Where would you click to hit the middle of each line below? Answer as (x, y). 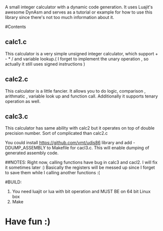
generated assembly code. (32, 153)
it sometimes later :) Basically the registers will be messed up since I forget (80, 167)
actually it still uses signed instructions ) (45, 64)
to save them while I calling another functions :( (53, 173)
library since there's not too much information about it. (60, 17)
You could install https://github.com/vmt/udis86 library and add (69, 143)
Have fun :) (28, 222)
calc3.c (17, 117)
